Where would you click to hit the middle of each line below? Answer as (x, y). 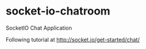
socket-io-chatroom (58, 11)
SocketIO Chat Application (39, 28)
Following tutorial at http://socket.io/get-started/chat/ (73, 39)
